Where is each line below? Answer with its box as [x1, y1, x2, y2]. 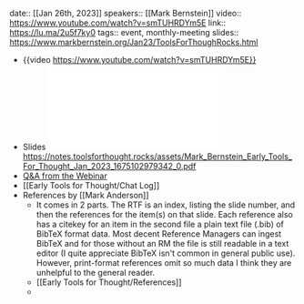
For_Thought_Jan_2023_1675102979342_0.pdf [22, 161, 197, 171]
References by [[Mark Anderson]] [22, 190, 149, 200]
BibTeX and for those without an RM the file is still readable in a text [35, 238, 289, 248]
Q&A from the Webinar [22, 170, 107, 181]
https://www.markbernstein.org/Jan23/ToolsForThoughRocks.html [9, 36, 258, 47]
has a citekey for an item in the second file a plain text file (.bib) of [35, 218, 285, 229]
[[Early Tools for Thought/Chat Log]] [22, 180, 160, 190]
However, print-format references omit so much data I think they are [35, 258, 292, 268]
